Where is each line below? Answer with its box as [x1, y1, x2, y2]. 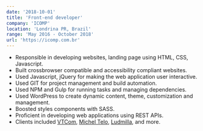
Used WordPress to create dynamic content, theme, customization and [15, 92, 193, 99]
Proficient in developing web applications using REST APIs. [15, 112, 164, 119]
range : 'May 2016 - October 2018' [6, 32, 94, 38]
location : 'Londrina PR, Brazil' [6, 25, 91, 32]
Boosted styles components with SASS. [15, 106, 115, 112]
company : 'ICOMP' [6, 20, 51, 26]
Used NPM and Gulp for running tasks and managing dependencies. [15, 86, 187, 93]
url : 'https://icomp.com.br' [6, 37, 80, 43]
